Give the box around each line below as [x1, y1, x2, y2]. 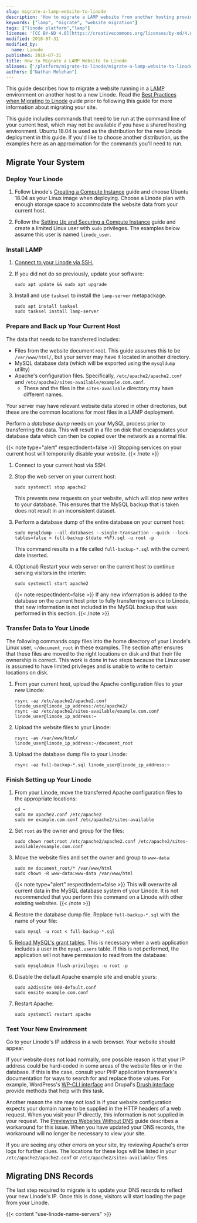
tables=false [14, 535, 47, 541]
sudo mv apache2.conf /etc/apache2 [14, 812, 102, 818]
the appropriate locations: [14, 795, 77, 802]
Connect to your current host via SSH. [14, 461, 107, 468]
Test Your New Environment [6, 1025, 87, 1033]
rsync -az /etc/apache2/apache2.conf [14, 698, 107, 704]
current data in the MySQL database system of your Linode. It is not [14, 887, 179, 895]
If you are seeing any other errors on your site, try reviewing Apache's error [6, 1141, 189, 1148]
